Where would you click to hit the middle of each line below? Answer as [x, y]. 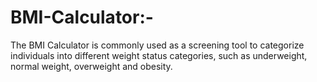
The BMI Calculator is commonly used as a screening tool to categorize [157, 45]
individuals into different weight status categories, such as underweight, [159, 55]
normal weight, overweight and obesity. [91, 66]
